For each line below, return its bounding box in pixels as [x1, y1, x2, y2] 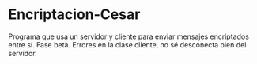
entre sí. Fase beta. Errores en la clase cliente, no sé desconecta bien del [8, 40, 247, 49]
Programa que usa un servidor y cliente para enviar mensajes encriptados [8, 32, 249, 41]
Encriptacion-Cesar [8, 6, 141, 24]
